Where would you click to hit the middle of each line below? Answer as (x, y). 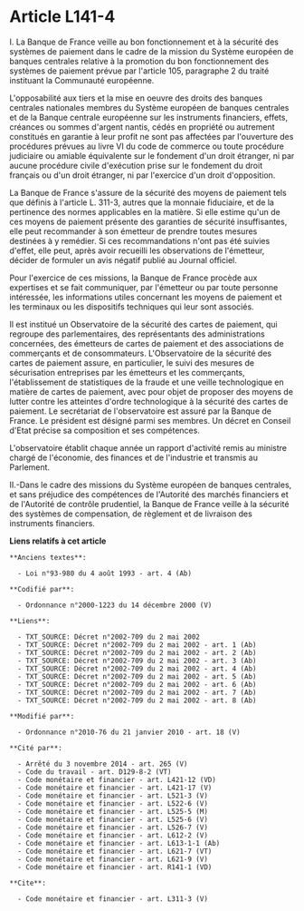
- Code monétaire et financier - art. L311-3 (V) (113, 899)
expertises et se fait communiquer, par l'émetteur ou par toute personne (144, 287)
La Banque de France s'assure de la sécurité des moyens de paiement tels (148, 192)
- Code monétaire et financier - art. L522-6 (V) (113, 803)
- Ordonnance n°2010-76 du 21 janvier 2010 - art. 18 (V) (129, 732)
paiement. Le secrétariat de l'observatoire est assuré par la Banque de (140, 411)
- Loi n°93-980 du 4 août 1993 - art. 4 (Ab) (105, 573)
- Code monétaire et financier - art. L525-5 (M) (113, 811)
